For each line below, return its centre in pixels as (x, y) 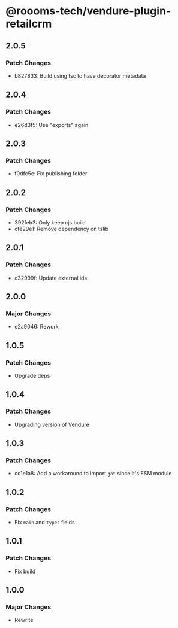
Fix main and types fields (45, 523)
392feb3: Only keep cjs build (50, 222)
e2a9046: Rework (37, 327)
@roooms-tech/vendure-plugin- (88, 11)
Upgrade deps (32, 376)
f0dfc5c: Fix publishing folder (51, 174)
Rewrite (24, 620)
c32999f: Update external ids (51, 278)
